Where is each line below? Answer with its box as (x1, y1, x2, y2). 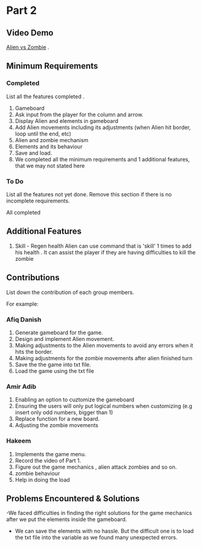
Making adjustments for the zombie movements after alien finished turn (14, 354, 193, 361)
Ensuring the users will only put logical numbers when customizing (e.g (14, 402, 193, 410)
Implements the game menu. (14, 450, 86, 458)
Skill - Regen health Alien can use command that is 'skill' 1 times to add (14, 242, 192, 249)
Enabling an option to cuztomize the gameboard (14, 396, 134, 404)
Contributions (6, 272, 60, 283)
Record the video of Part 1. (14, 457, 81, 464)
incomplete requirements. (6, 197, 71, 204)
